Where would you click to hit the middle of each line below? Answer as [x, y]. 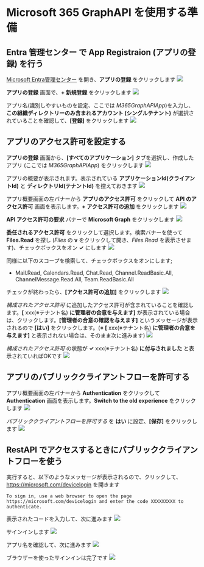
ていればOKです [42, 356]
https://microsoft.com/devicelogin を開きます [63, 485]
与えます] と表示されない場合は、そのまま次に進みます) [76, 335]
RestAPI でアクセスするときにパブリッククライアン [102, 450]
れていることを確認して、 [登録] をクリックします [68, 121]
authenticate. [24, 507]
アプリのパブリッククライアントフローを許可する [98, 377]
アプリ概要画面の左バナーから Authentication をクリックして [83, 393]
